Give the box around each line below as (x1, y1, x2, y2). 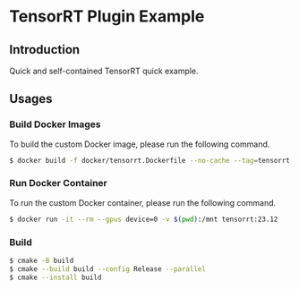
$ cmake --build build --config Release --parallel (9, 264, 206, 274)
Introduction (9, 42, 81, 57)
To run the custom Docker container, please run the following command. (9, 197, 277, 208)
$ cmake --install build (9, 273, 102, 282)
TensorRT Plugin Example (9, 6, 205, 27)
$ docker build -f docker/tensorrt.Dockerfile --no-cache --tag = (9, 156, 258, 165)
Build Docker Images (9, 118, 101, 131)
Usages (9, 91, 53, 106)
